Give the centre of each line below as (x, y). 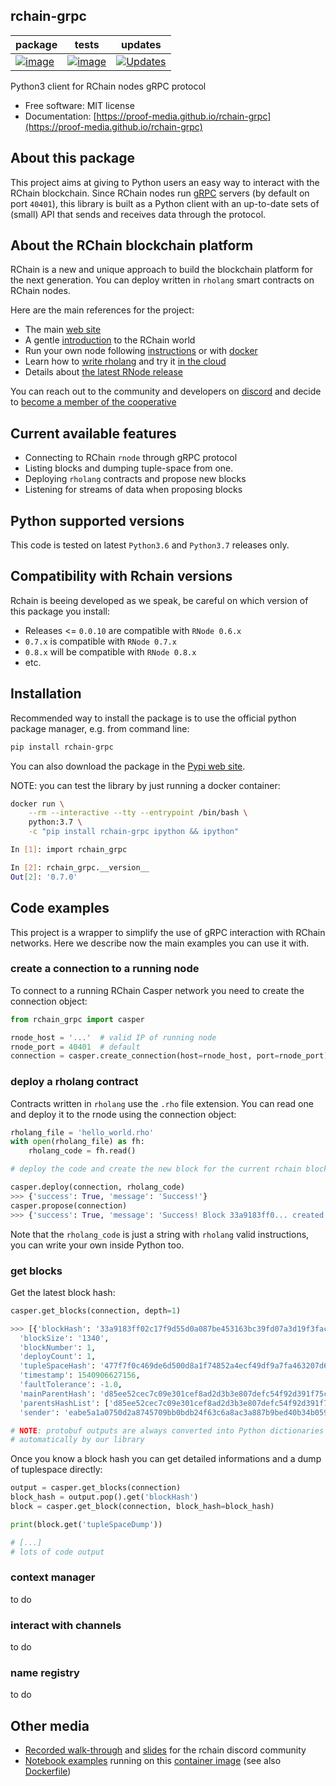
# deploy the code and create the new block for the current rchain (156, 1169)
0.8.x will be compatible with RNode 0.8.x (110, 651)
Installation (46, 694)
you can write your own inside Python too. (97, 1245)
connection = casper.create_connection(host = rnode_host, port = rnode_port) (169, 1056)
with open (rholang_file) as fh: (77, 1142)
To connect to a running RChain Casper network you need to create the (157, 990)
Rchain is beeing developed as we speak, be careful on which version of (159, 600)
